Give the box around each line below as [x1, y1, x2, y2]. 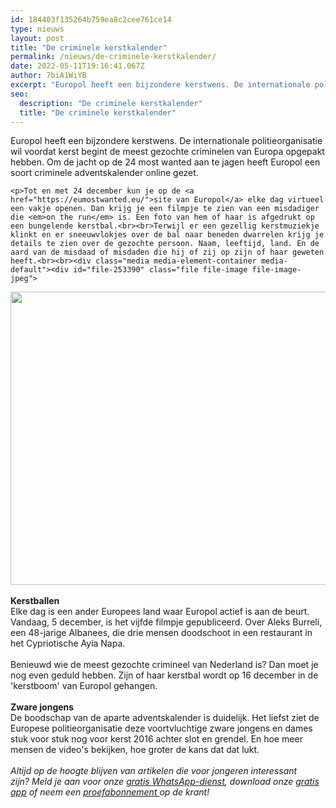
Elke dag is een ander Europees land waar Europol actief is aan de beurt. [10, 606, 310, 618]
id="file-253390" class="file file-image [73, 265, 248, 275]
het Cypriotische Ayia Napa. [10, 637, 126, 650]
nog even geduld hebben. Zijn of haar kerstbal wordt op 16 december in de [10, 669, 319, 681]
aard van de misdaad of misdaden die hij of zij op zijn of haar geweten [10, 247, 325, 258]
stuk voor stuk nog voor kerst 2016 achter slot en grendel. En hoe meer [10, 733, 303, 745]
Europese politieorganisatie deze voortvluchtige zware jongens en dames [10, 722, 313, 735]
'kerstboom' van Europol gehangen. [10, 680, 158, 692]
